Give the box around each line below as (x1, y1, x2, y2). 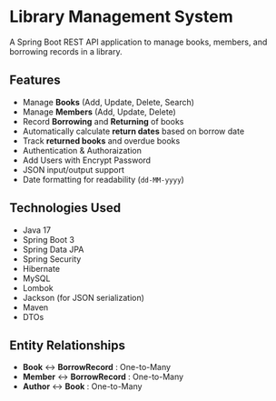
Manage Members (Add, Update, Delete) (22, 106, 177, 117)
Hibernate (22, 263, 61, 274)
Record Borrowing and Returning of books (22, 115, 184, 126)
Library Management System (9, 6, 233, 27)
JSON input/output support (22, 164, 124, 175)
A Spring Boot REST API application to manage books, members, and (9, 36, 268, 47)
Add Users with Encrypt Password (22, 155, 152, 165)
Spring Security (22, 253, 82, 265)
